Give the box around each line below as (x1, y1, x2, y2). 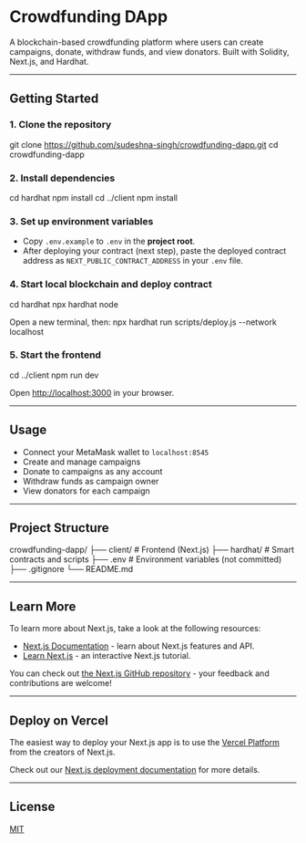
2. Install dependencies (9, 172, 116, 184)
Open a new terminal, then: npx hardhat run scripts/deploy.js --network (9, 317, 278, 328)
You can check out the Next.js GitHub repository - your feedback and (9, 668, 270, 679)
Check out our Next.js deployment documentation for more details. (9, 765, 260, 775)
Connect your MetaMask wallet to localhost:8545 (22, 446, 209, 457)
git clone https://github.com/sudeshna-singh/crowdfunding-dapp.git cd (9, 139, 279, 150)
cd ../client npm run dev (9, 369, 99, 380)
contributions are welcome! (9, 678, 112, 689)
